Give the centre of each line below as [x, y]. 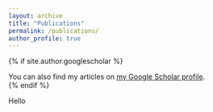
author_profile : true [45, 38]
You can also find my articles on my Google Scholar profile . [107, 77]
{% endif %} [29, 85]
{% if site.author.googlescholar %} [66, 61]
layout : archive [35, 16]
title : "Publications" [46, 23]
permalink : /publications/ [54, 31]
